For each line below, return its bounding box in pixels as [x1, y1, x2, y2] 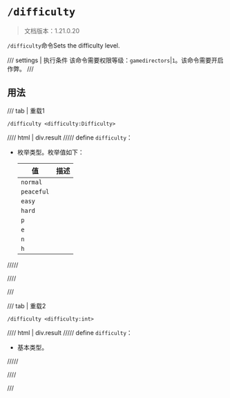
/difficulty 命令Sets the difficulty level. [7, 41, 120, 50]
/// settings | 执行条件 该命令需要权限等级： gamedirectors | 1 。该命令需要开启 [7, 56, 224, 64]
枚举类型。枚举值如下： [17, 148, 84, 156]
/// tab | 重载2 [7, 301, 46, 310]
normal [20, 178, 43, 186]
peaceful [20, 187, 50, 196]
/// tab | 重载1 [7, 106, 45, 115]
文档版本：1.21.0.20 [23, 26, 80, 35]
